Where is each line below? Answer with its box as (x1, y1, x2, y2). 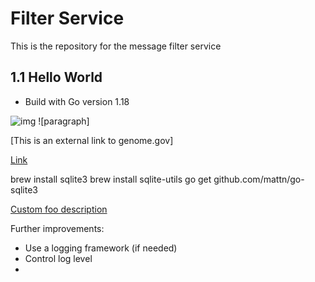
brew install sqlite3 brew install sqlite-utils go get (10, 173, 212, 185)
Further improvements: (10, 222, 105, 234)
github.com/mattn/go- (213, 173, 305, 185)
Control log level (24, 252, 93, 264)
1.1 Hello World (10, 69, 103, 86)
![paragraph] (38, 115, 90, 127)
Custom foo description (10, 203, 108, 215)
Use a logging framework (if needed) (24, 242, 178, 254)
